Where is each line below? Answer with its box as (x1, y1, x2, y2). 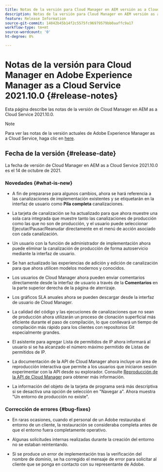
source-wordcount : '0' (5, 30, 51, 34)
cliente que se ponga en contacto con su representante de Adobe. (12, 461, 145, 467)
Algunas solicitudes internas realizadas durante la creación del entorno (12, 437, 154, 442)
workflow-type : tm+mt (5, 25, 49, 30)
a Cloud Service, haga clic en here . (5, 135, 75, 141)
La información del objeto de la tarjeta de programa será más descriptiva (12, 383, 158, 389)
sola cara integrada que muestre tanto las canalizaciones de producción (12, 215, 157, 221)
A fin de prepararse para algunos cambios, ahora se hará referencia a (12, 190, 151, 196)
